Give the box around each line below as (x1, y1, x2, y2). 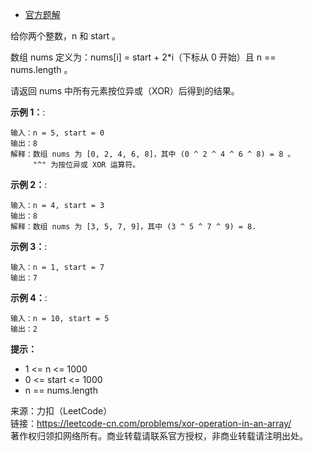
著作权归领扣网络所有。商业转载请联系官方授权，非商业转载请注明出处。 (10, 430, 308, 442)
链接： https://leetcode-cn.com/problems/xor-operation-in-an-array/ (10, 418, 292, 429)
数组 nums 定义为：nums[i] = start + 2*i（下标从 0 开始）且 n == (10, 51, 277, 63)
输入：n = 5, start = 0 (10, 128, 105, 138)
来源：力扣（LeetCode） (10, 405, 113, 417)
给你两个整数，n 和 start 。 (10, 30, 122, 42)
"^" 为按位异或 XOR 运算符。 (32, 160, 141, 170)
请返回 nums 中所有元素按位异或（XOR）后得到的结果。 (10, 85, 240, 97)
